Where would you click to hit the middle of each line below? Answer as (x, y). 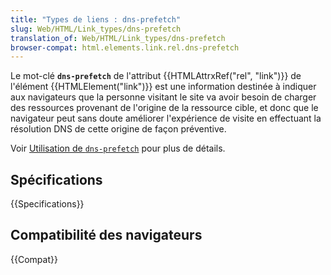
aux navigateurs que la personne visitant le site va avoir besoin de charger (163, 97)
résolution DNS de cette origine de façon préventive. (118, 129)
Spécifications (56, 179)
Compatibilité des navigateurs (106, 235)
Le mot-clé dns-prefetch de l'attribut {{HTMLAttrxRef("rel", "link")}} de (156, 76)
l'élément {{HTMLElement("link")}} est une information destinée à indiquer (163, 87)
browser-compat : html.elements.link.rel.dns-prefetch (125, 47)
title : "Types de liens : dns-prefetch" (96, 19)
